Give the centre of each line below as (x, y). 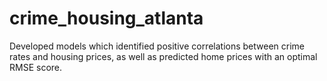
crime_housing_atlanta (106, 18)
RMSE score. (36, 67)
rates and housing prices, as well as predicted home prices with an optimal (163, 56)
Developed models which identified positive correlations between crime (157, 46)
